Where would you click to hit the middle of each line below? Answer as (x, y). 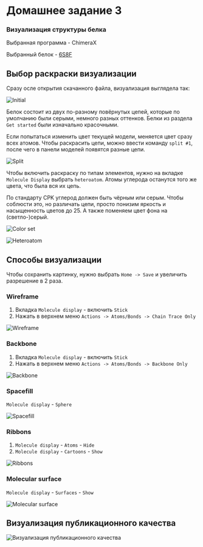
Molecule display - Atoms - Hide (55, 445)
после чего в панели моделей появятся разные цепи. (76, 150)
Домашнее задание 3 (64, 11)
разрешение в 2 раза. (35, 281)
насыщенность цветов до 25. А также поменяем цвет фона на (87, 211)
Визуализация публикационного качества (91, 523)
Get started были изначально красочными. (63, 125)
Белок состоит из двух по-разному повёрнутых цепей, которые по (93, 112)
